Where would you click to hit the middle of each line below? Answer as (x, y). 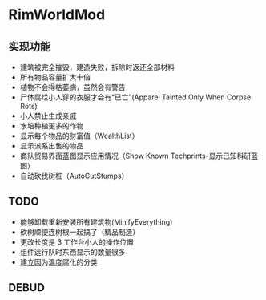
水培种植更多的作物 (52, 126)
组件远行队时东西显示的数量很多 (73, 252)
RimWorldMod (57, 15)
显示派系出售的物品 (52, 146)
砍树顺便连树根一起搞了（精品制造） (80, 232)
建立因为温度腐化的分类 (58, 261)
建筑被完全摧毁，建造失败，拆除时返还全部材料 (97, 67)
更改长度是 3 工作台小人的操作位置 (77, 241)
